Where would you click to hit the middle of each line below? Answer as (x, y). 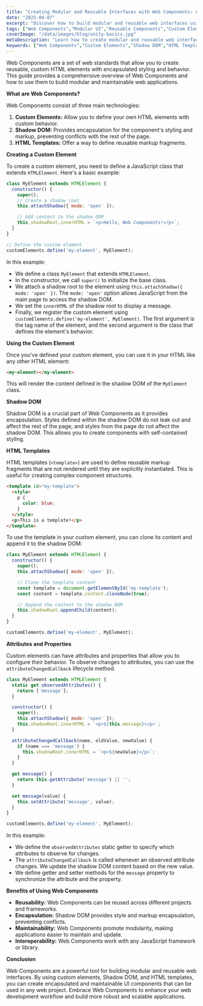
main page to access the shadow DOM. (64, 299)
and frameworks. (36, 909)
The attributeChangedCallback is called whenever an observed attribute (105, 860)
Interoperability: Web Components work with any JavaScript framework (105, 941)
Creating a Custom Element (41, 154)
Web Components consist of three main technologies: (73, 105)
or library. (27, 947)
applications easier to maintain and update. (69, 935)
